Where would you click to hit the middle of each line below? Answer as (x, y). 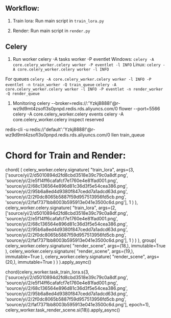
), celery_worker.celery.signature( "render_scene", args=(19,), (70, 251)
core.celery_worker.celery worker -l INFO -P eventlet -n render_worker (84, 89)
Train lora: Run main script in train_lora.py (58, 20)
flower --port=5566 (140, 108)
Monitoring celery (31, 103)
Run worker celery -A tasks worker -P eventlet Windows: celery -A (83, 59)
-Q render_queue (22, 94)
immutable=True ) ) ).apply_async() (55, 262)
